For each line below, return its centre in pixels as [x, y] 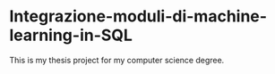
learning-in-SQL [71, 35]
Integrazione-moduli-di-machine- [138, 16]
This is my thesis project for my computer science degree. [117, 60]
